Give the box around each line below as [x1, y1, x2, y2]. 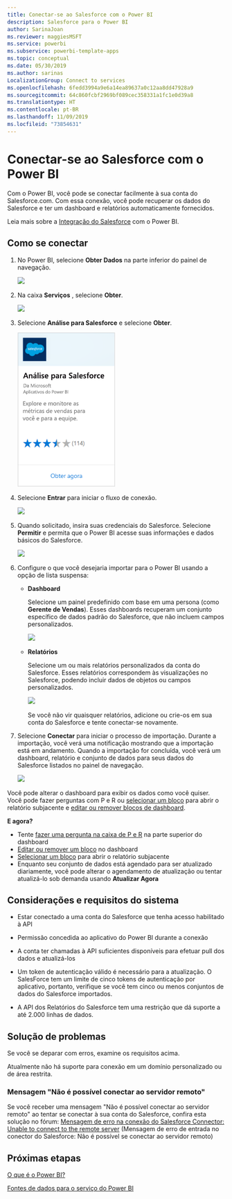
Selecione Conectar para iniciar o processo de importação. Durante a [17, 731, 217, 740]
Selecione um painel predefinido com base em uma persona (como [27, 598, 220, 606]
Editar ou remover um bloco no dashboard [17, 845, 139, 853]
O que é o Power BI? [7, 1171, 66, 1179]
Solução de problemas [7, 1031, 106, 1042]
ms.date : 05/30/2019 [7, 62, 67, 69]
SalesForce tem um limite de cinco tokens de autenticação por [17, 975, 195, 984]
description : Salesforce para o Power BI [7, 18, 129, 26]
